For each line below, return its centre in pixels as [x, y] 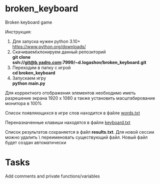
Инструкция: [18, 32]
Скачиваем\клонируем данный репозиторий [59, 52]
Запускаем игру [29, 78]
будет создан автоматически [36, 142]
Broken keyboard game [29, 22]
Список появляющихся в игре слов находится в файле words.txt [73, 113]
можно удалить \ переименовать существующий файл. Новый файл [77, 137]
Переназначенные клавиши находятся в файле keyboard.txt [68, 122]
